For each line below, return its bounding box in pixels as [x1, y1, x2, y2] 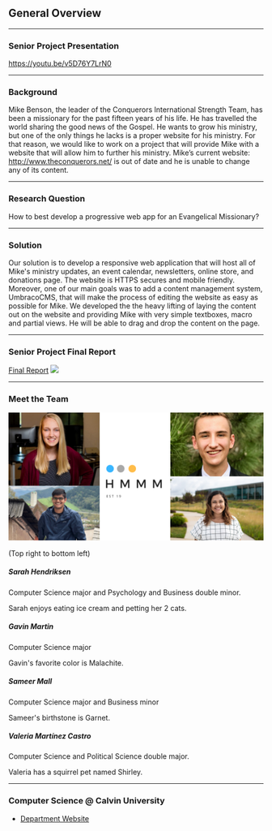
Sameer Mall [8, 677, 53, 687]
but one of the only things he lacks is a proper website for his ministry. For [8, 131, 257, 140]
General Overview [8, 6, 102, 20]
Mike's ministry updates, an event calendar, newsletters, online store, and [8, 267, 254, 276]
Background [8, 87, 58, 98]
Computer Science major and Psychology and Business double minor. [8, 588, 241, 597]
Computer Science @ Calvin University [8, 795, 165, 807]
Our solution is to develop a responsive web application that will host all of [8, 258, 257, 267]
